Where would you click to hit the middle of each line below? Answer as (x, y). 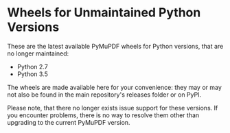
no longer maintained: (38, 53)
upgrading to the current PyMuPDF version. (69, 122)
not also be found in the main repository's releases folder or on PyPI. (104, 95)
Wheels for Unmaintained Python (104, 13)
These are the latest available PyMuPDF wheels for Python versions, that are (115, 46)
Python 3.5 (32, 74)
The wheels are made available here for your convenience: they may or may (114, 87)
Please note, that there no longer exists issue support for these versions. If (113, 108)
